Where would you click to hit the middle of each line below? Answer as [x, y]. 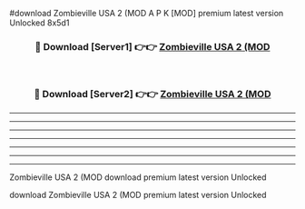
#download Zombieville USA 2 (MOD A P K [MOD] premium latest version [147, 13]
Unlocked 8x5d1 [39, 23]
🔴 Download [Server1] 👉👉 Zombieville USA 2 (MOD [152, 46]
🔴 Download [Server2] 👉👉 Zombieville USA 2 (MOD [152, 95]
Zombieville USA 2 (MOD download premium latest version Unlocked [138, 177]
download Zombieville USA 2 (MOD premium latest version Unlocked [138, 194]
